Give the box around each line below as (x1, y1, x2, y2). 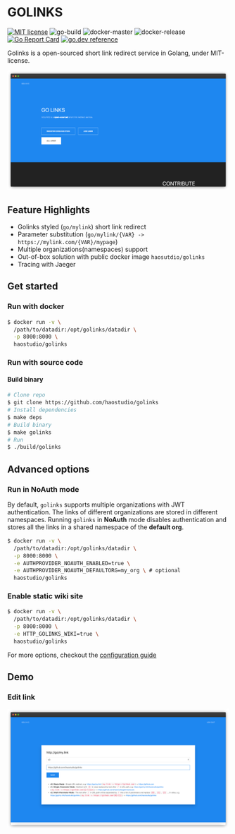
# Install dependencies (7, 406, 77, 413)
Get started (7, 280, 58, 293)
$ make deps (7, 413, 42, 421)
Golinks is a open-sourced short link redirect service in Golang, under (7, 49, 210, 57)
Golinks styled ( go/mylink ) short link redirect (17, 222, 146, 231)
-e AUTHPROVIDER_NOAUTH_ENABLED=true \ (13, 560, 131, 567)
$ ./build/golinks (7, 444, 61, 451)
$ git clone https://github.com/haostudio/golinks (7, 399, 159, 406)
